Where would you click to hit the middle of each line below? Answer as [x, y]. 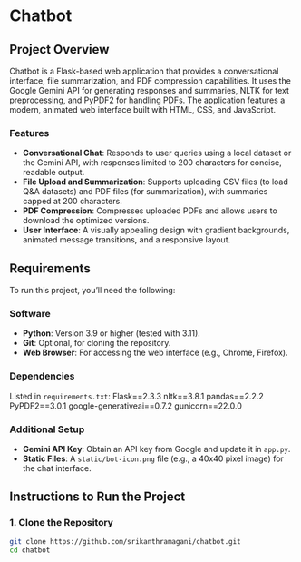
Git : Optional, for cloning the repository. [97, 343]
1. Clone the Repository [61, 523]
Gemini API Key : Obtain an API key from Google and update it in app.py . [156, 449]
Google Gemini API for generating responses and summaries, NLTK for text [150, 90]
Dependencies [42, 376]
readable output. [53, 173]
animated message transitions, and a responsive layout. [126, 240]
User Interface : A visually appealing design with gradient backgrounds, [156, 230]
